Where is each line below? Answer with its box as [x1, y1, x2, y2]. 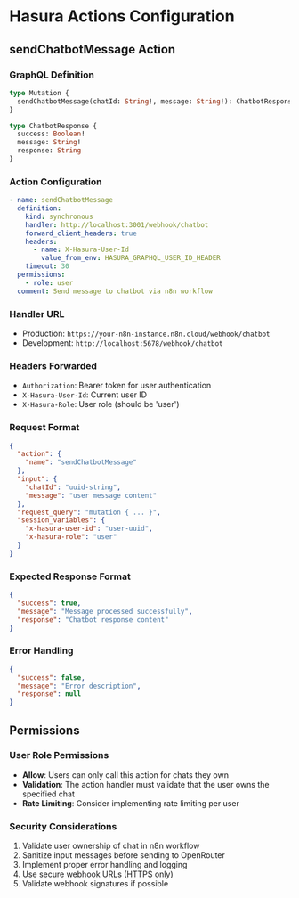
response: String [17, 146, 82, 155]
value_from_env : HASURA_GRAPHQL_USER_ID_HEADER [41, 254, 221, 263]
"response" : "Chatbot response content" [17, 615, 169, 625]
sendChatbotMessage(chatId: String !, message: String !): [17, 96, 233, 106]
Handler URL [9, 307, 65, 320]
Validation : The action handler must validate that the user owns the [21, 779, 270, 789]
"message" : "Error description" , [17, 682, 141, 690]
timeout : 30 [25, 262, 69, 271]
